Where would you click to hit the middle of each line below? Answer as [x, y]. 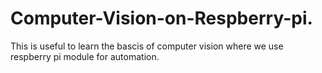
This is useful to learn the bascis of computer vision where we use [147, 46]
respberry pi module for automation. [85, 56]
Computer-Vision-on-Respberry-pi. [161, 18]
